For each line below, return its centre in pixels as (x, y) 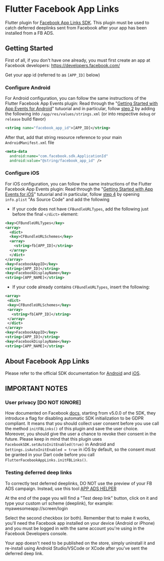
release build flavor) (25, 119)
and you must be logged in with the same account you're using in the (75, 528)
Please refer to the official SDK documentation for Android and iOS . (73, 373)
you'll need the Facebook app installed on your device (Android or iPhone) (80, 523)
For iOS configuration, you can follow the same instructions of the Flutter (78, 184)
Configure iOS (22, 173)
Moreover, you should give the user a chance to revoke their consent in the (81, 434)
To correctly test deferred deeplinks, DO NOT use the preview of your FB (79, 483)
